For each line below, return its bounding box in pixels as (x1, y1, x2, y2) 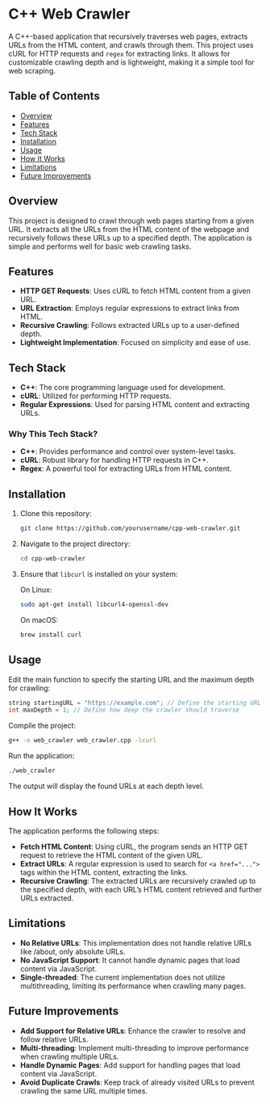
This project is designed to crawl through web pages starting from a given (8, 216, 255, 225)
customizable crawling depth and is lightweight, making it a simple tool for (8, 57, 255, 67)
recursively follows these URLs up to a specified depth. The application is (8, 233, 252, 242)
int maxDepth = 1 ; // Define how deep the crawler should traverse (8, 706, 240, 715)
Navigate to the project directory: (19, 539, 131, 549)
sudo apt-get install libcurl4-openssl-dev (19, 601, 169, 609)
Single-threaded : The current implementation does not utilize (19, 972, 226, 982)
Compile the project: (8, 720, 77, 731)
